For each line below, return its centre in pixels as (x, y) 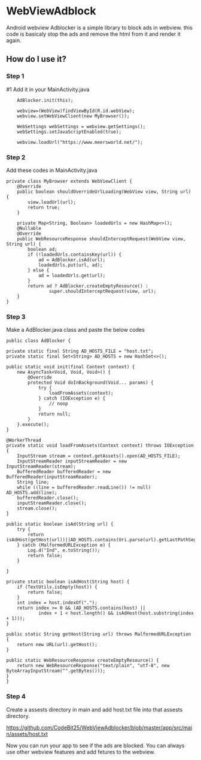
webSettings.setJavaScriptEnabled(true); (69, 132)
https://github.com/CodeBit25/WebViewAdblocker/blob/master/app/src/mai (99, 727)
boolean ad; (43, 249)
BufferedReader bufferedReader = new (64, 472)
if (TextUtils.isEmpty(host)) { (57, 587)
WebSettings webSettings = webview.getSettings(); (81, 126)
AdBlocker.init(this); (45, 100)
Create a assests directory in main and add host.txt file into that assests (95, 709)
